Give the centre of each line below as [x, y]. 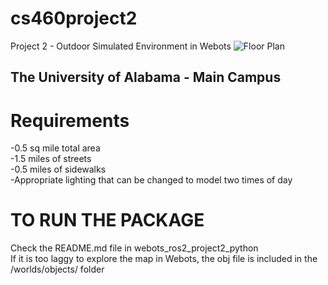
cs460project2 [74, 18]
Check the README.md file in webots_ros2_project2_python [134, 248]
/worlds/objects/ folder [57, 269]
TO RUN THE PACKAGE [107, 220]
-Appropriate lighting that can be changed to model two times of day [151, 180]
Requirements [70, 120]
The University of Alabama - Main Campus [146, 77]
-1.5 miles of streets [51, 159]
